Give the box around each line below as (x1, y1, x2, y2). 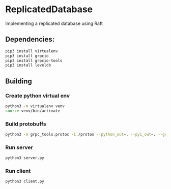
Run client (5, 167, 31, 174)
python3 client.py (5, 179, 44, 184)
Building (5, 77, 32, 85)
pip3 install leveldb (5, 62, 51, 68)
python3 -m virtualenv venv (5, 103, 65, 109)
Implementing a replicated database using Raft (5, 20, 103, 26)
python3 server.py (5, 155, 44, 161)
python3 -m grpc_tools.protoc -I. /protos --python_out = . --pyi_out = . (5, 132, 156, 137)
